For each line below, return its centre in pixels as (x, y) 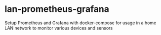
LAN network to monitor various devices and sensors (59, 28)
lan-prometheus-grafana (57, 9)
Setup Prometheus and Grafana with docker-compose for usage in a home (80, 23)
